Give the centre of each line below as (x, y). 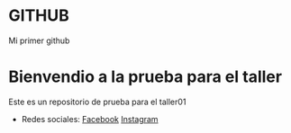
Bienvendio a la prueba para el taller (145, 77)
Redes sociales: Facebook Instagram (90, 119)
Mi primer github (39, 40)
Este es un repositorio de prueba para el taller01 (97, 102)
